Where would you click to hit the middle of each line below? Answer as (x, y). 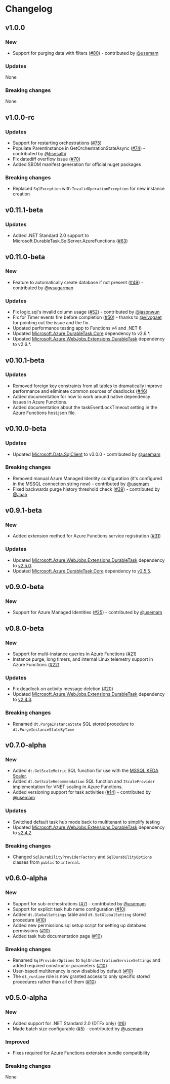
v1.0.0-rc (20, 117)
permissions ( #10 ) (31, 930)
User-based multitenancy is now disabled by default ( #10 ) (73, 971)
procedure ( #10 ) (29, 920)
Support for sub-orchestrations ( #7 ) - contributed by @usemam (79, 903)
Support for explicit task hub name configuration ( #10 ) (69, 909)
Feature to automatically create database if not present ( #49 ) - (78, 282)
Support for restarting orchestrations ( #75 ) (57, 143)
